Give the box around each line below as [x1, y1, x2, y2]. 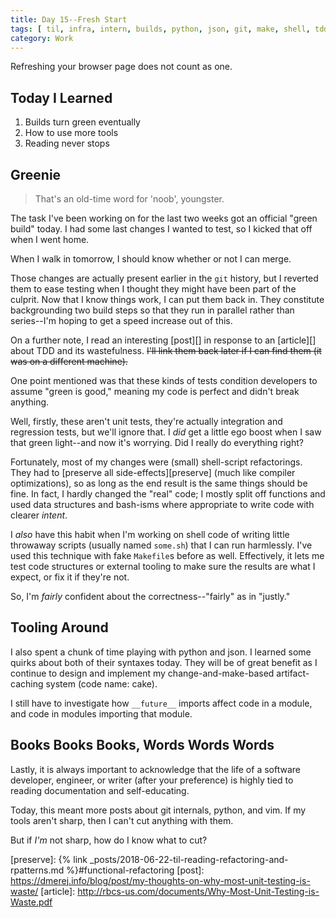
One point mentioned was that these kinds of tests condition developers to [10, 375, 318, 386]
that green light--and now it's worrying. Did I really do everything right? [10, 437, 304, 448]
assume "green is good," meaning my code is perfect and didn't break [10, 386, 300, 397]
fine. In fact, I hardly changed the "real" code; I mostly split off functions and [10, 488, 326, 500]
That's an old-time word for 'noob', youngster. [34, 193, 225, 205]
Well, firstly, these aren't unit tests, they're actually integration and [10, 416, 283, 427]
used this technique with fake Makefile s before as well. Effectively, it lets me [10, 550, 325, 561]
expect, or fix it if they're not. [10, 571, 130, 583]
